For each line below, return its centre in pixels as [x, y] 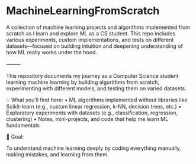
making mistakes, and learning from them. [57, 154]
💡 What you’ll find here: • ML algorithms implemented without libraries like [97, 100]
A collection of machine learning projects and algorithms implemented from [98, 27]
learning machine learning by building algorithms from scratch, [83, 82]
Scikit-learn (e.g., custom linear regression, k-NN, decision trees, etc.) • [94, 106]
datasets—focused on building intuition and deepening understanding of [95, 46]
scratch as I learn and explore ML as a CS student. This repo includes [91, 33]
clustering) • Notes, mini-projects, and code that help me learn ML [87, 119]
